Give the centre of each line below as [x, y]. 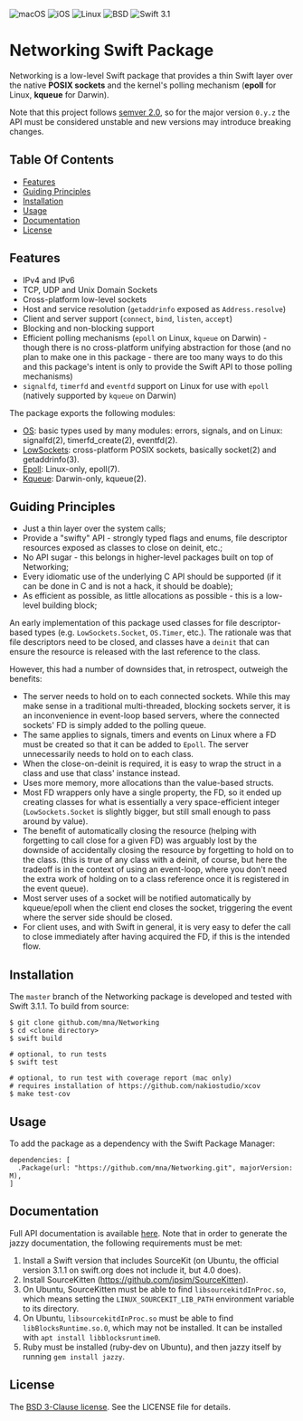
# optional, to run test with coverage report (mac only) [121, 1078]
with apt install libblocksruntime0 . [91, 1337]
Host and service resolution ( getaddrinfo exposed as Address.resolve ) [154, 308]
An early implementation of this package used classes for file [123, 623]
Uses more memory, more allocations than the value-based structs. [148, 783]
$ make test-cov [40, 1094]
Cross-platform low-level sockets [85, 299]
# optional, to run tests [58, 1055]
